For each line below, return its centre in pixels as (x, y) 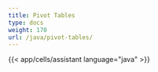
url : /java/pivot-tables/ (50, 37)
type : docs (26, 23)
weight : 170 (28, 30)
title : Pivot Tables (42, 15)
